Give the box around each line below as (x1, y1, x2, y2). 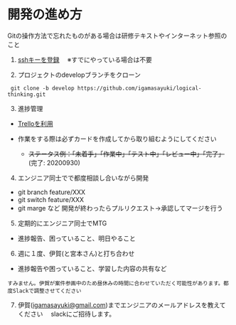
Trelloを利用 (17, 119, 53, 128)
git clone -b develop (10, 85, 75, 92)
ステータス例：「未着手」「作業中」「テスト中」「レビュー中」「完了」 (28, 149, 225, 158)
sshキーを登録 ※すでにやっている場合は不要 (17, 55, 153, 64)
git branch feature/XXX (17, 188, 86, 196)
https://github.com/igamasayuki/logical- (77, 85, 202, 92)
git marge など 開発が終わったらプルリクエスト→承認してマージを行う (17, 203, 223, 212)
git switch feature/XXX (17, 195, 84, 203)
